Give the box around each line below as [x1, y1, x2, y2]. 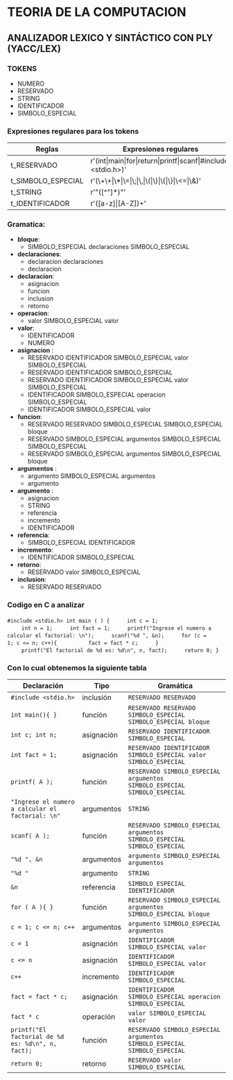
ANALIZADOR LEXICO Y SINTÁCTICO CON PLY [7, 32, 214, 44]
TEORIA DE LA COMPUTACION [7, 4, 187, 20]
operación [82, 1012, 116, 1022]
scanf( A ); [10, 832, 51, 840]
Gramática [157, 681, 193, 691]
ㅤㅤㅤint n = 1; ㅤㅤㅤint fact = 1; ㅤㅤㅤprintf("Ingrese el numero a [7, 624, 212, 632]
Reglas [35, 144, 59, 154]
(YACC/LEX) [7, 42, 61, 54]
